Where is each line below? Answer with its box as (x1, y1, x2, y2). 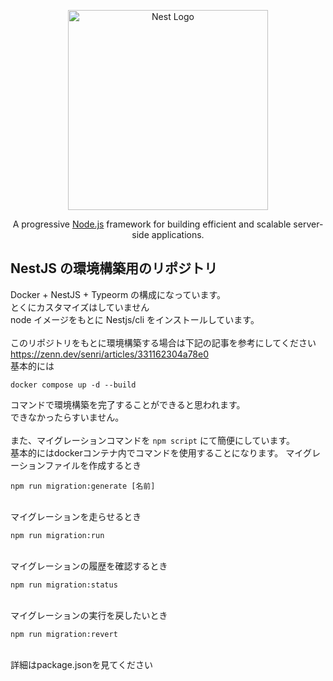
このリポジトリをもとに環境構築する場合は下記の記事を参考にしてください (10, 336, 317, 349)
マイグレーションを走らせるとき (10, 510, 142, 522)
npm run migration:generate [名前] (10, 481, 156, 491)
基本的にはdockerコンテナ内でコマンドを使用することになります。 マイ (10, 446, 304, 459)
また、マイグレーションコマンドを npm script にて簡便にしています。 (10, 434, 296, 446)
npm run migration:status (10, 580, 118, 590)
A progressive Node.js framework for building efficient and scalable (12, 218, 292, 230)
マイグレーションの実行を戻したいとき (10, 609, 168, 621)
